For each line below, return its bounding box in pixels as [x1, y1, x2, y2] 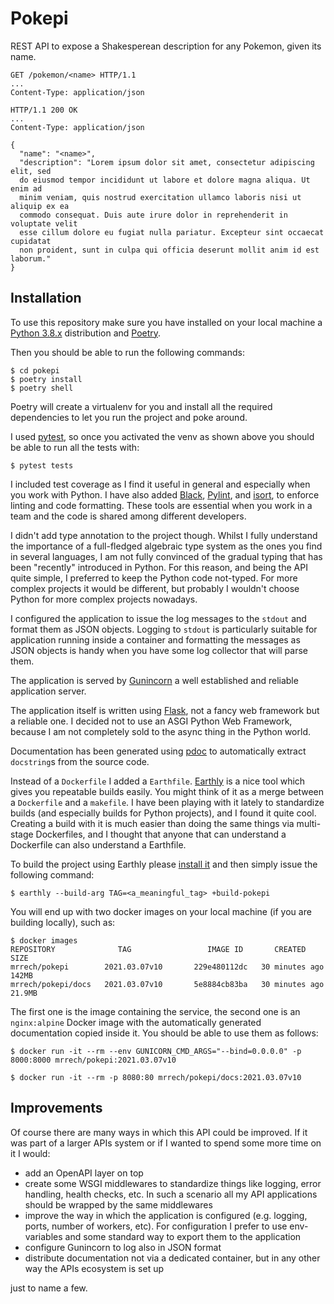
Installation [10, 290, 82, 307]
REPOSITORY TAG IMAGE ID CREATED [10, 944, 307, 954]
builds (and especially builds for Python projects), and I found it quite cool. [10, 807, 317, 819]
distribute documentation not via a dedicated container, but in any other [24, 1252, 321, 1264]
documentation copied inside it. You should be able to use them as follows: [10, 1027, 319, 1039]
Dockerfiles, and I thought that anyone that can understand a [35, 828, 287, 840]
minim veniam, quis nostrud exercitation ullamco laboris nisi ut [19, 192, 302, 202]
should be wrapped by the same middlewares [24, 1198, 213, 1211]
